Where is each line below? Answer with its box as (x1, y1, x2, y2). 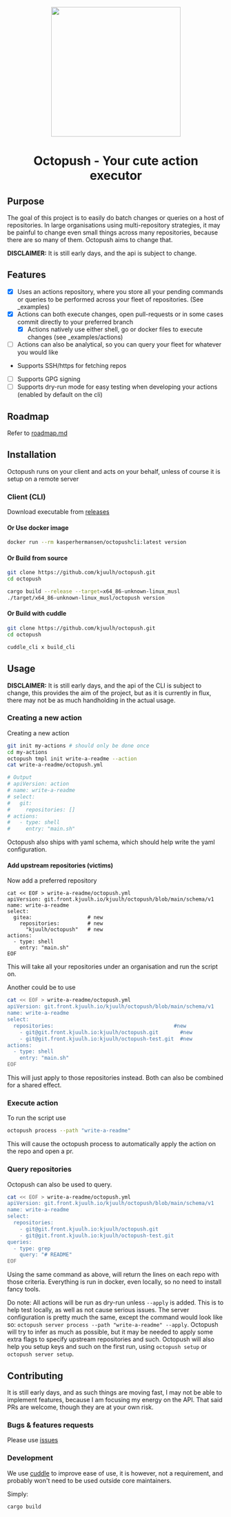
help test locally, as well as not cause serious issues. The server (7, 1306, 190, 1314)
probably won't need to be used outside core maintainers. (7, 1476, 172, 1484)
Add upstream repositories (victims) (7, 861, 114, 870)
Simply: (7, 1489, 29, 1498)
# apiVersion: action (7, 780, 70, 788)
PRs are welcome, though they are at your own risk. (7, 1403, 154, 1411)
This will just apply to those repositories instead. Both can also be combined (7, 1074, 224, 1082)
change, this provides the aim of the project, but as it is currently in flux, (7, 688, 212, 697)
